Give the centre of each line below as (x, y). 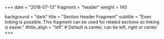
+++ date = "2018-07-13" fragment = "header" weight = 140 (66, 7)
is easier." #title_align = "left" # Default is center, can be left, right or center (81, 27)
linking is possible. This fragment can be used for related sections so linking (82, 22)
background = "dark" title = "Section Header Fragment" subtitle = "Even (78, 17)
